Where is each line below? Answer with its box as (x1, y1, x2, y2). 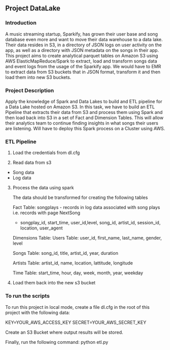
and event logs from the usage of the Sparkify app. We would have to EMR (5, 63, 161, 69)
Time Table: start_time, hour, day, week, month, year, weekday (12, 270, 144, 276)
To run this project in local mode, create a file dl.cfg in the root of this (5, 304, 150, 310)
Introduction (5, 19, 37, 26)
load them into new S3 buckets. (5, 74, 72, 80)
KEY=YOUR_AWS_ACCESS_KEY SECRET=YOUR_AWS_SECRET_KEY (5, 319, 147, 325)
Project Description (5, 86, 54, 94)
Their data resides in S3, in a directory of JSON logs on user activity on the (5, 42, 162, 48)
